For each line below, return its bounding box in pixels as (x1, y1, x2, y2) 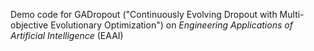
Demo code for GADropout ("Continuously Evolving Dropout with (10, 9, 278, 20)
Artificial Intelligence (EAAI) (10, 30, 124, 41)
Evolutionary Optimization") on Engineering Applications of (50, 19, 293, 31)
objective (10, 19, 49, 31)
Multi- (279, 9, 305, 20)
